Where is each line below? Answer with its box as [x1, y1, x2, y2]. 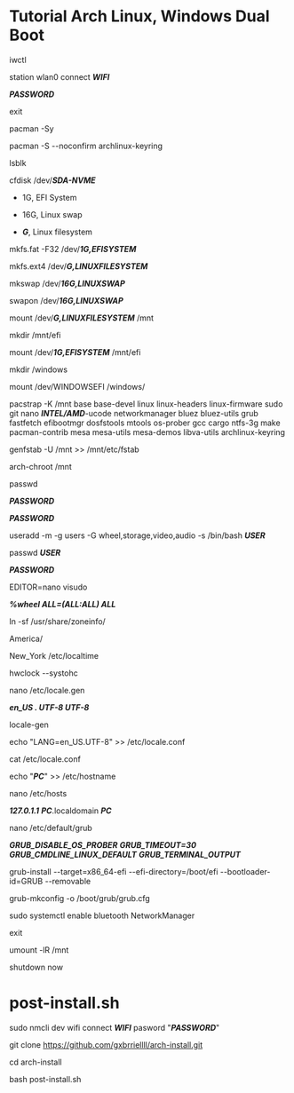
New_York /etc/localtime [9, 650, 99, 661]
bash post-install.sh [9, 1073, 82, 1084]
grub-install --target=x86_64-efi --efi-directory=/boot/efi [9, 866, 219, 876]
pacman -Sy [9, 123, 55, 134]
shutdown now [9, 962, 64, 972]
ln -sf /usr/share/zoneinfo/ [9, 615, 107, 627]
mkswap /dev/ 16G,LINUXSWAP [9, 278, 126, 289]
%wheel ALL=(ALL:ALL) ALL [9, 598, 116, 609]
